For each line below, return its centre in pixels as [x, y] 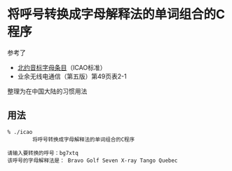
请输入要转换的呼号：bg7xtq [43, 153]
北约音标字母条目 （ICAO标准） [62, 67]
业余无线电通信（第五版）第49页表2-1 [72, 76]
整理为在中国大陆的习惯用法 [47, 91]
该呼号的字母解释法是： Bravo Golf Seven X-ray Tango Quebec [93, 160]
